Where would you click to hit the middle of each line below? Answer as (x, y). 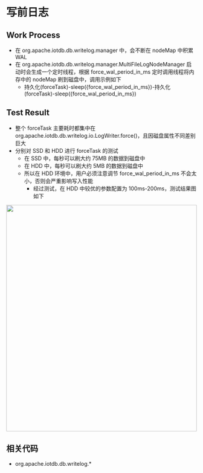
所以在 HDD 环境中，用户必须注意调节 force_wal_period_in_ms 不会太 (110, 173)
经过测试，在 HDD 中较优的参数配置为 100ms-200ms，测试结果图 (114, 188)
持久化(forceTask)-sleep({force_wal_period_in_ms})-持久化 (97, 87)
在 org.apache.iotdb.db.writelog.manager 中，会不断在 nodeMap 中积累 (104, 50)
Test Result (28, 113)
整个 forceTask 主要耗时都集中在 (55, 128)
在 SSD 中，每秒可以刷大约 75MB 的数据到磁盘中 (85, 158)
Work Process (33, 35)
